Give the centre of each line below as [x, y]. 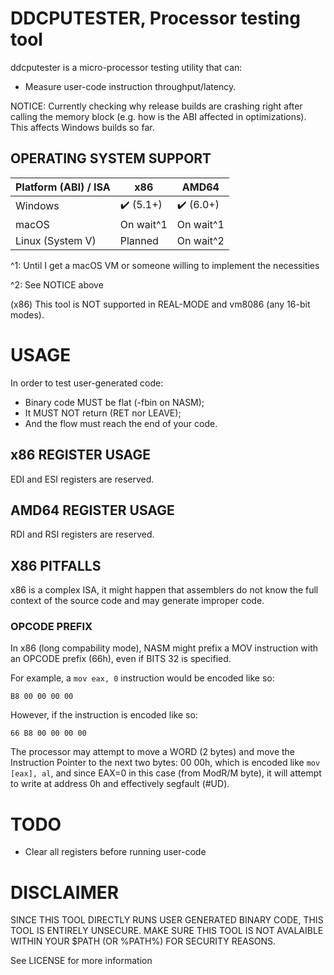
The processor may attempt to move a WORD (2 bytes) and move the [153, 752]
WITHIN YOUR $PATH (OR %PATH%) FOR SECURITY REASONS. [143, 941]
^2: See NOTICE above [57, 284]
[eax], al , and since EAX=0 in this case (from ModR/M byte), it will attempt [166, 773]
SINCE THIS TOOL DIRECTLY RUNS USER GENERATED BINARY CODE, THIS [167, 920]
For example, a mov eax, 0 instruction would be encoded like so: [142, 678]
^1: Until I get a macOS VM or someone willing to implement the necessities [165, 265]
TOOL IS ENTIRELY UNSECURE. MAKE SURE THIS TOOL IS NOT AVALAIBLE [167, 931]
